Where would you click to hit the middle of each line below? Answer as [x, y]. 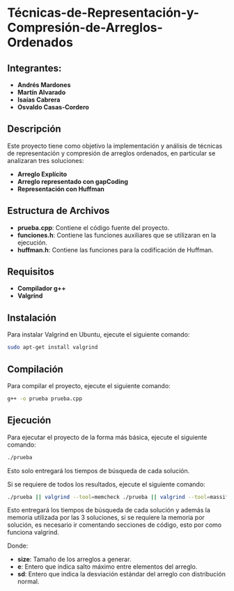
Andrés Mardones [44, 85]
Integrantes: [34, 68]
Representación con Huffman [61, 189]
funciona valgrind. [33, 532]
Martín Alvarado [41, 92]
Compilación [36, 369]
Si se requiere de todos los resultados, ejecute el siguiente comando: [106, 484]
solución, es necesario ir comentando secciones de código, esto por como [114, 525]
